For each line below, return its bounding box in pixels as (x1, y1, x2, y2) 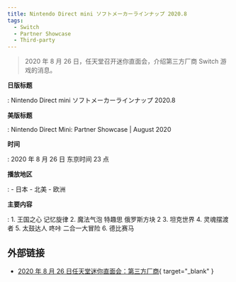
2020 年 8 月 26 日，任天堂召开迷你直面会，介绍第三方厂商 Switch (24, 57, 219, 66)
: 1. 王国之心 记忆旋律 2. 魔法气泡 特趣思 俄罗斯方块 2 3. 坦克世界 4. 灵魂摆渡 (7, 215, 229, 224)
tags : (7, 17, 23, 24)
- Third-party (13, 37, 55, 44)
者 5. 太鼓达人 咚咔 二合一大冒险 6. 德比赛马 (7, 224, 135, 232)
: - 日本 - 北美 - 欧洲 (7, 185, 66, 193)
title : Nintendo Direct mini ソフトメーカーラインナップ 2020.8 (7, 10, 188, 18)
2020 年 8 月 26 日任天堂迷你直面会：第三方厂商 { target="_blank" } (17, 266, 214, 275)
